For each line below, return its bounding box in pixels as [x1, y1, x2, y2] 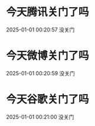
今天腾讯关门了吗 [6, 5, 90, 19]
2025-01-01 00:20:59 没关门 [6, 69, 76, 77]
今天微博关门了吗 [6, 49, 90, 63]
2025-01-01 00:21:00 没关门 [6, 113, 74, 120]
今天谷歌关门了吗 [6, 93, 90, 106]
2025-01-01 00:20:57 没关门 [6, 26, 75, 33]
